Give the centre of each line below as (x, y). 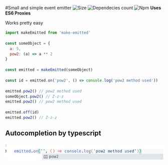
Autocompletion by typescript (53, 133)
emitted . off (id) (22, 112)
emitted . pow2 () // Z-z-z (31, 118)
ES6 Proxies (18, 13)
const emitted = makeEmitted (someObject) (49, 70)
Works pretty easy (24, 23)
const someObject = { (28, 43)
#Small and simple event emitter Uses (83, 8)
